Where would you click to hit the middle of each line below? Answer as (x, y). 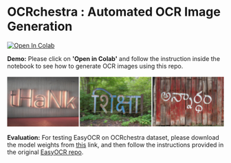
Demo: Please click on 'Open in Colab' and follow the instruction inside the (114, 58)
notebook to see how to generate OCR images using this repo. (95, 66)
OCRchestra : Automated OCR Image (114, 12)
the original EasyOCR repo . (45, 152)
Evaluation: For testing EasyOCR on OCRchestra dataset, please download (113, 137)
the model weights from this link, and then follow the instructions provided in (115, 145)
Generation (40, 26)
